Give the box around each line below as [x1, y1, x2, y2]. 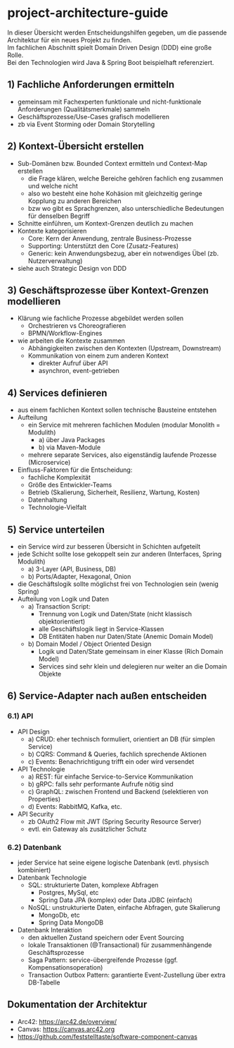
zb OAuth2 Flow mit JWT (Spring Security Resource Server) [27, 817, 202, 826]
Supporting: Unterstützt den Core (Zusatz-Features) [27, 241, 179, 250]
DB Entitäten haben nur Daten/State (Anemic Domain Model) [38, 633, 214, 640]
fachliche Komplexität [27, 473, 91, 482]
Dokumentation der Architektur [7, 999, 148, 1011]
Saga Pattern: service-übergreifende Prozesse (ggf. [27, 956, 178, 964]
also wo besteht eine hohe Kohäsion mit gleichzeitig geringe [27, 189, 202, 197]
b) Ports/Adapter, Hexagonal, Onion [27, 573, 131, 580]
